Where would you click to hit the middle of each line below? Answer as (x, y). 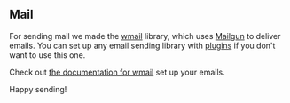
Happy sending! (38, 89)
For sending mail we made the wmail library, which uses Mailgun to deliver (145, 36)
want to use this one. (47, 55)
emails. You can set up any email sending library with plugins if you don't (142, 45)
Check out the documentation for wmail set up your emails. (117, 72)
